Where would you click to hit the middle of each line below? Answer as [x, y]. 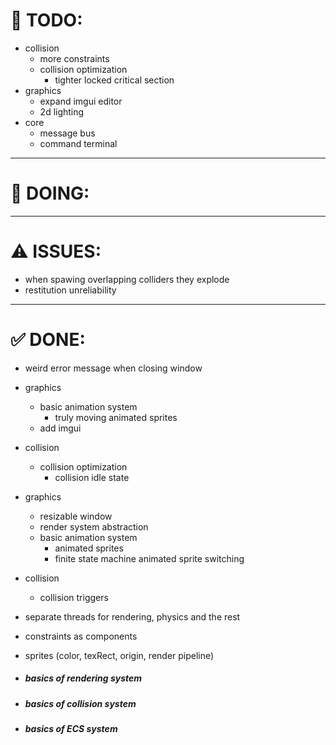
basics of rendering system [83, 678]
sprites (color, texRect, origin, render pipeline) [119, 655]
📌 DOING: [50, 193]
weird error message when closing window [113, 368]
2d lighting [62, 111]
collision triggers [74, 597]
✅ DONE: [48, 340]
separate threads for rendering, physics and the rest [132, 616]
